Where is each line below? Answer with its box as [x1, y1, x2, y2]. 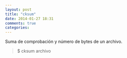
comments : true [5, 20, 36, 26]
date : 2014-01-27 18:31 [5, 16, 54, 21]
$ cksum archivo [17, 48, 51, 54]
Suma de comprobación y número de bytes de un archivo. [5, 39, 123, 44]
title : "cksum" [5, 12, 36, 17]
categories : [5, 25, 29, 30]
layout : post [5, 7, 32, 12]
